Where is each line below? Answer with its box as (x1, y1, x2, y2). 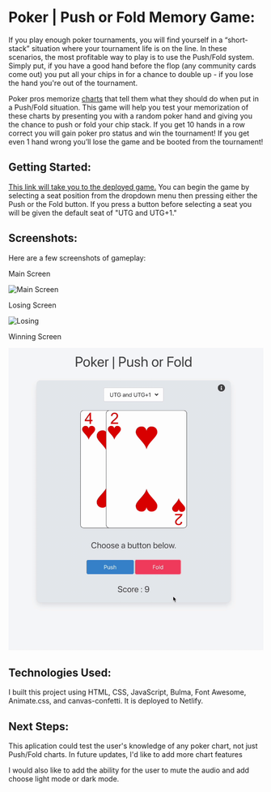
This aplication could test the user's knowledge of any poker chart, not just (8, 741, 258, 751)
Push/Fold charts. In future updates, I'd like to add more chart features (8, 750, 243, 760)
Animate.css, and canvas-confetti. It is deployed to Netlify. (8, 696, 204, 706)
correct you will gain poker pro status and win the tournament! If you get (8, 128, 250, 138)
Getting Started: (8, 161, 91, 174)
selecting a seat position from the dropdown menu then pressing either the (8, 191, 258, 200)
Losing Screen (8, 300, 57, 310)
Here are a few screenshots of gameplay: (8, 252, 146, 263)
